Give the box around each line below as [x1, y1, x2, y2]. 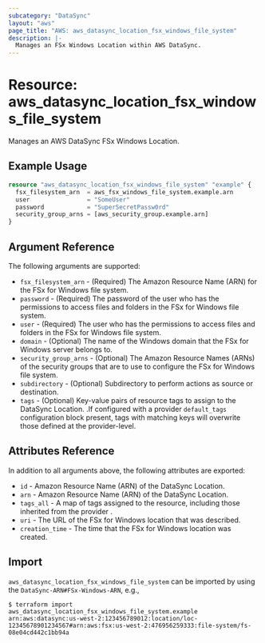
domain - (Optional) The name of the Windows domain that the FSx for [19, 336, 249, 345]
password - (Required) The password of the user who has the [19, 294, 220, 303]
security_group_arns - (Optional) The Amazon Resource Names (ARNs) [19, 353, 255, 362]
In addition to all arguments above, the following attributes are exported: [8, 465, 246, 475]
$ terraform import [8, 601, 73, 609]
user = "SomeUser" [15, 195, 130, 204]
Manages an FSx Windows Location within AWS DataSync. [15, 42, 202, 50]
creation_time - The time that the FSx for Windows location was [19, 523, 231, 533]
